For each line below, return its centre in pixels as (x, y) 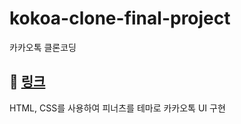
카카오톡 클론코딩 (43, 47)
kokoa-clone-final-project (120, 18)
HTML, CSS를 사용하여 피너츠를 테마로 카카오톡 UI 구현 (117, 108)
